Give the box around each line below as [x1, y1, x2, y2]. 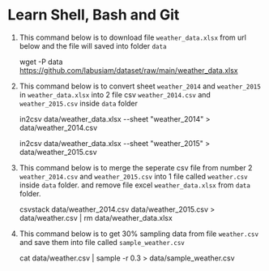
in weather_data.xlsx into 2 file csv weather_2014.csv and [19, 89, 211, 99]
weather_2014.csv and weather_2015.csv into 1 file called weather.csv [19, 171, 248, 181]
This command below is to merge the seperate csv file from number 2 [19, 162, 253, 172]
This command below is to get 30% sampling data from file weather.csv [19, 229, 259, 239]
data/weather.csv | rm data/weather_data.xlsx [19, 213, 173, 222]
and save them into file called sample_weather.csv [19, 237, 186, 247]
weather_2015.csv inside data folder [19, 98, 139, 108]
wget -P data [19, 57, 63, 67]
